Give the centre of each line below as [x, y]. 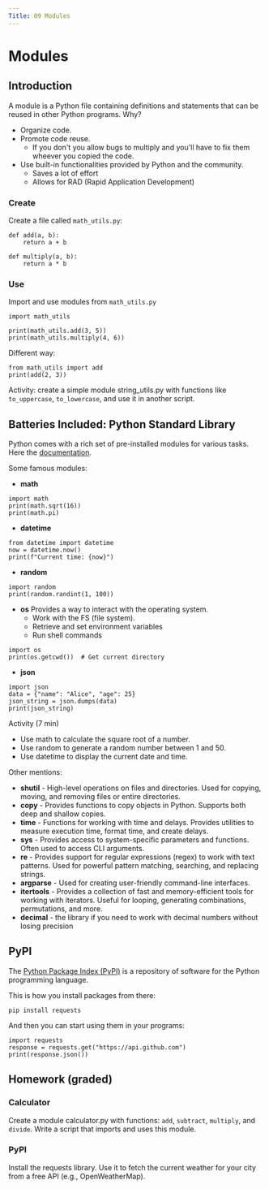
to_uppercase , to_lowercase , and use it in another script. [102, 399]
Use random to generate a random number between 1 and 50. [123, 748]
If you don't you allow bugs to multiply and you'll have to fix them [141, 147]
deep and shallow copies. [63, 814]
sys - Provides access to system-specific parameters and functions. [134, 840]
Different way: [32, 353]
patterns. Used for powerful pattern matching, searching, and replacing [139, 866]
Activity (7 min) [34, 724]
